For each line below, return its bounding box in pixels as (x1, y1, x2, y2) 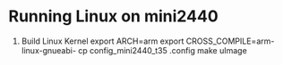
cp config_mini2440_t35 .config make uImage (78, 45, 247, 55)
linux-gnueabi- (21, 45, 77, 55)
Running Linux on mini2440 (8, 6, 219, 27)
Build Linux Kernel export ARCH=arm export (21, 36, 184, 46)
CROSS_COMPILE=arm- (185, 36, 275, 46)
